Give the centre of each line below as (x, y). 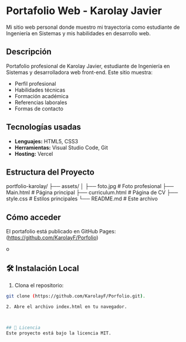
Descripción (29, 52)
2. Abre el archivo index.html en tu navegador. (67, 307)
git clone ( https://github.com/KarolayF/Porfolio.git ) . (76, 296)
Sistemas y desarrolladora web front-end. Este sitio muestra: (79, 72)
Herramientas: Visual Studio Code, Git (61, 147)
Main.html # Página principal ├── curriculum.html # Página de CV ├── (92, 193)
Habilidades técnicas (40, 90)
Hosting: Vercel (34, 153)
